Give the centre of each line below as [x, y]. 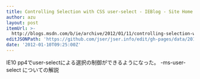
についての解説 [41, 69]
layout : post [22, 23]
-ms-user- [173, 62]
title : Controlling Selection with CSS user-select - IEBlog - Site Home [100, 12]
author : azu [21, 17]
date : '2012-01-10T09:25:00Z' [44, 45]
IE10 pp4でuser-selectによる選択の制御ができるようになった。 [83, 62]
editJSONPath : [24, 39]
